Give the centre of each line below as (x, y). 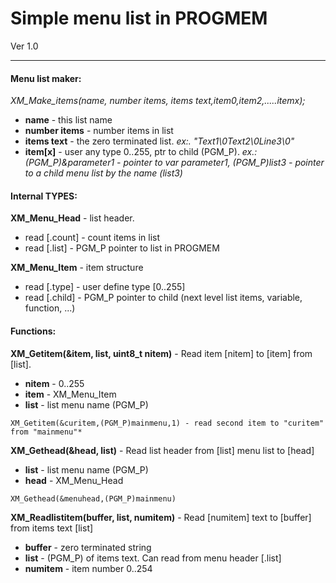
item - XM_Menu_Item (70, 394)
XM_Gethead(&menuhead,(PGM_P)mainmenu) (93, 498)
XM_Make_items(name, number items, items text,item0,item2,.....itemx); (158, 101)
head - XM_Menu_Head (74, 480)
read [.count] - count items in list (92, 238)
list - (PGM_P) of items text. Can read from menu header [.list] (153, 558)
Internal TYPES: (44, 196)
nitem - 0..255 (54, 383)
